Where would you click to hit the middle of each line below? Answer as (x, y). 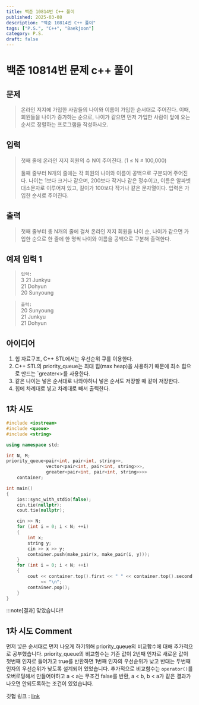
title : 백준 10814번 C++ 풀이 (40, 12)
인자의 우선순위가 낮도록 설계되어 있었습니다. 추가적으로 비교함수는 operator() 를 (99, 669)
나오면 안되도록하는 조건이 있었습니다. (50, 684)
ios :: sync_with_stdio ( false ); (54, 499)
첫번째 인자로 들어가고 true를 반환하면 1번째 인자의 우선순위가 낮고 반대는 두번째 (99, 661)
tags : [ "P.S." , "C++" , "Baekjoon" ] (50, 28)
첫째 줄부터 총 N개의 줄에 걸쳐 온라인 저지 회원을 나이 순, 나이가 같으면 (102, 231)
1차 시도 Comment (39, 631)
